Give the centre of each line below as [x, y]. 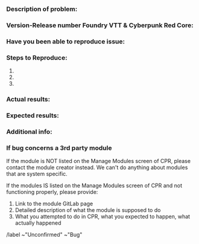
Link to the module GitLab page [54, 204]
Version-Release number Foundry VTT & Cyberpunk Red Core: [100, 25]
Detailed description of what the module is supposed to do [88, 210]
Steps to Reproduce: [37, 57]
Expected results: [33, 115]
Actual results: [28, 99]
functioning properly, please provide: [52, 192]
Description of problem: [42, 9]
